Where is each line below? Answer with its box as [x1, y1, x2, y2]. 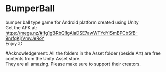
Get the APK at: [5, 24, 37, 30]
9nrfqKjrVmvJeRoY [5, 35, 45, 41]
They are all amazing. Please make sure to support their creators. [5, 61, 141, 67]
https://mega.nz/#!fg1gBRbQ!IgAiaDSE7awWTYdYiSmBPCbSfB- [5, 30, 138, 36]
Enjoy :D [5, 40, 23, 46]
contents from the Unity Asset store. [5, 55, 81, 61]
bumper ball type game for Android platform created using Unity [5, 19, 139, 25]
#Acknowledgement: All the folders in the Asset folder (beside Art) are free [5, 50, 161, 56]
